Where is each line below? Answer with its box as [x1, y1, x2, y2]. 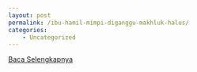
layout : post [8, 11, 51, 20]
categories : [8, 26, 47, 34]
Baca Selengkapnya [8, 55, 74, 64]
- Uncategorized [22, 33, 77, 41]
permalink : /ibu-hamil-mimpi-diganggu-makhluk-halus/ [8, 19, 190, 27]
